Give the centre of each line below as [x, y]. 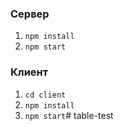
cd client [45, 95]
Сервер [30, 14]
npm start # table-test [69, 115]
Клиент [29, 72]
